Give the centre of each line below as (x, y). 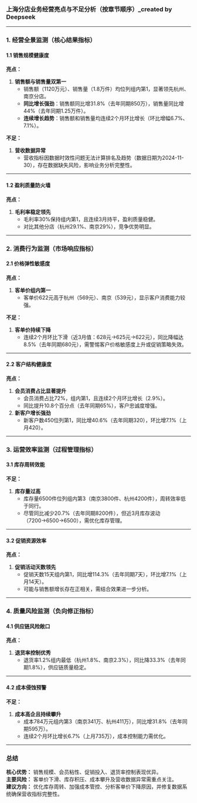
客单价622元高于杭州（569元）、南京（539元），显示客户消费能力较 (104, 298)
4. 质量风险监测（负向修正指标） (52, 611)
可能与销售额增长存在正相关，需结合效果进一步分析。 (88, 589)
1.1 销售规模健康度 (28, 55)
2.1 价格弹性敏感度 (28, 264)
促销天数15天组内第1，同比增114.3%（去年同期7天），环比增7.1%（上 (105, 575)
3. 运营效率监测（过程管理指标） (52, 449)
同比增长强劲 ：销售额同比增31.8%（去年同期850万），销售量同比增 (103, 104)
